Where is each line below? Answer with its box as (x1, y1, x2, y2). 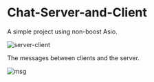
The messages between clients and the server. (7, 53, 140, 62)
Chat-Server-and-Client (7, 5, 148, 20)
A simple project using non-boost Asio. (7, 27, 118, 36)
